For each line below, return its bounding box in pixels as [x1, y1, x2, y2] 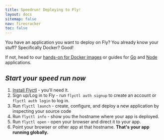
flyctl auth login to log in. [12, 97, 70, 103]
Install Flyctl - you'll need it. [12, 87, 69, 93]
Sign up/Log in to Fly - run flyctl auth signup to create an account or [12, 92, 157, 98]
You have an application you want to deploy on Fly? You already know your [5, 39, 159, 45]
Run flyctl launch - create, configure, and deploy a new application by [12, 103, 159, 109]
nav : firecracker [5, 21, 41, 26]
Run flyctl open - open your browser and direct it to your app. [12, 119, 141, 125]
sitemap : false [5, 16, 37, 21]
